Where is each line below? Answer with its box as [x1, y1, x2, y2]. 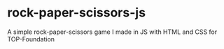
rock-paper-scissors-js [7, 5, 146, 21]
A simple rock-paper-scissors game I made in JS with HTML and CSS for [7, 28, 218, 36]
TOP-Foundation [7, 35, 55, 43]
